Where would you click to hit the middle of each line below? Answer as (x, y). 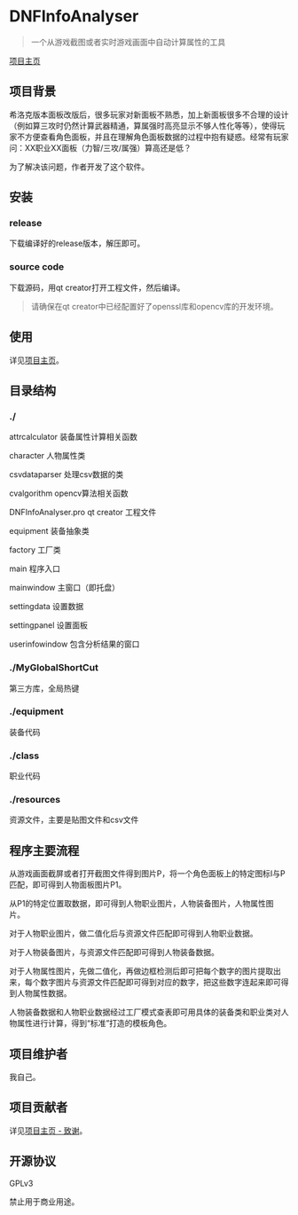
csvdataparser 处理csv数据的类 (67, 474)
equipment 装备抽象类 (50, 531)
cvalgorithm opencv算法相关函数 (69, 493)
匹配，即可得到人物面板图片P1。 (68, 885)
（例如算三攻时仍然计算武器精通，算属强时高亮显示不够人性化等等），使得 (143, 125)
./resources (35, 800)
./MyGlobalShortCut (54, 668)
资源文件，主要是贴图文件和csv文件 (74, 820)
